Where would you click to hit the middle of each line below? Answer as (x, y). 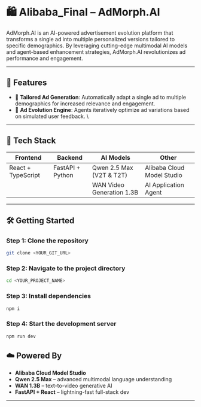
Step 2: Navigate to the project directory (66, 269)
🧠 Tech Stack (31, 141)
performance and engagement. (45, 58)
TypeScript (25, 175)
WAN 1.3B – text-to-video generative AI (63, 386)
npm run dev (21, 336)
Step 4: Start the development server (61, 324)
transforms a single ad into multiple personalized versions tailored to (91, 39)
